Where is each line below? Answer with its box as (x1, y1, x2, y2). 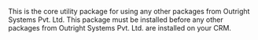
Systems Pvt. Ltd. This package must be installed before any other (8, 15, 224, 24)
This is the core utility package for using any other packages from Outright (8, 7, 250, 16)
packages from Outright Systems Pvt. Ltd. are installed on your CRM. (8, 24, 232, 32)
